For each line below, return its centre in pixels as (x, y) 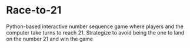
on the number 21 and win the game (50, 39)
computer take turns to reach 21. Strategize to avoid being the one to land (95, 32)
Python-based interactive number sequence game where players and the (95, 26)
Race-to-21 (34, 10)
